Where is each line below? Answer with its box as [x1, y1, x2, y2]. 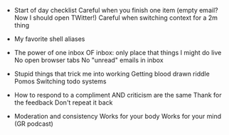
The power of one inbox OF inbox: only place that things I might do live [14, 49, 222, 57]
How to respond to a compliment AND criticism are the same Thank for [14, 91, 222, 99]
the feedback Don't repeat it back [14, 98, 113, 107]
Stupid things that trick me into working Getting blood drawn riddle [14, 70, 210, 78]
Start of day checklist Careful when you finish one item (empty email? [14, 6, 218, 14]
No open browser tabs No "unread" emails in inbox [14, 56, 164, 64]
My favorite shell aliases [14, 35, 85, 43]
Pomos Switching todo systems [14, 77, 107, 86]
